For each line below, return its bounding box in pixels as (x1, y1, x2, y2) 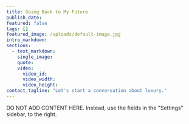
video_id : (22, 71, 47, 77)
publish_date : (6, 15, 43, 21)
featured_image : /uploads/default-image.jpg (6, 31, 121, 38)
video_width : (22, 76, 56, 82)
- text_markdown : (12, 48, 56, 54)
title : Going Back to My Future (6, 8, 88, 15)
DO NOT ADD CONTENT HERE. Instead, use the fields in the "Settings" (6, 104, 184, 111)
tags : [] (6, 25, 29, 32)
